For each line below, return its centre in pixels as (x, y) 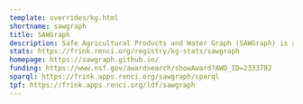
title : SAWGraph (40, 34)
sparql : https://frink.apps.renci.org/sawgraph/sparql (115, 77)
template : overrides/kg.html (64, 18)
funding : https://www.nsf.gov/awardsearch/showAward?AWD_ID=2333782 (141, 69)
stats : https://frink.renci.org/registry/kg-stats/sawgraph (125, 52)
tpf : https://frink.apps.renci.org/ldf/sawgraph (102, 85)
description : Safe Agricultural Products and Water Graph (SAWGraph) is (149, 43)
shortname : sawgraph (48, 26)
